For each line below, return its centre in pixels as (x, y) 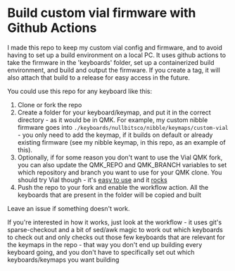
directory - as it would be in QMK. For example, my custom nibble (113, 120)
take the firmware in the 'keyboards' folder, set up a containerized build (111, 62)
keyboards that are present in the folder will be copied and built (109, 195)
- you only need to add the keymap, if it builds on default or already (115, 135)
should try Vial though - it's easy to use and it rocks (92, 180)
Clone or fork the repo (50, 104)
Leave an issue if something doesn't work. (69, 208)
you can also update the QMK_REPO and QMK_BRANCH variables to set (122, 164)
